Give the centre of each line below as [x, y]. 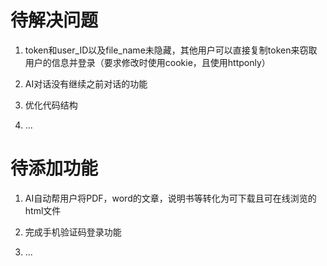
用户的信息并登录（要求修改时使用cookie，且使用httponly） [147, 62]
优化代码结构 [51, 105]
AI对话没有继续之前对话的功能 [86, 83]
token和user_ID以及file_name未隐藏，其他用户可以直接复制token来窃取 [171, 50]
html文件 [43, 210]
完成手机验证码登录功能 [73, 232]
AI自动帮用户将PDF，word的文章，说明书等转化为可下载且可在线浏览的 [170, 198]
